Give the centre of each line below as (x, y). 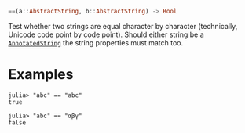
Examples (41, 75)
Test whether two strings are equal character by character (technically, (123, 26)
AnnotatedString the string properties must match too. (96, 42)
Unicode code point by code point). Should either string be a (106, 34)
